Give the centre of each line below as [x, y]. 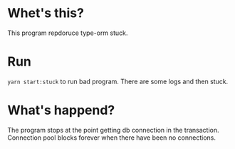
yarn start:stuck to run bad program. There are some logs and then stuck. [118, 81]
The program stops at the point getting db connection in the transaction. [113, 130]
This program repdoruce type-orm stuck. [68, 33]
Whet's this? [46, 13]
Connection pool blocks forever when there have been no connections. [111, 138]
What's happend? [61, 110]
